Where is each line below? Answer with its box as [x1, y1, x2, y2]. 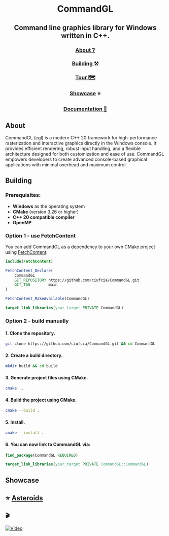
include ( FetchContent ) [5, 259, 53, 264]
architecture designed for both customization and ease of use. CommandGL [5, 151, 164, 157]
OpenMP [12, 219, 32, 225]
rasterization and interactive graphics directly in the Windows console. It [5, 140, 157, 146]
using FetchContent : [5, 249, 48, 255]
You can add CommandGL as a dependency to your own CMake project [5, 244, 156, 250]
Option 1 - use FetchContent [5, 232, 76, 239]
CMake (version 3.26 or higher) [12, 209, 79, 215]
